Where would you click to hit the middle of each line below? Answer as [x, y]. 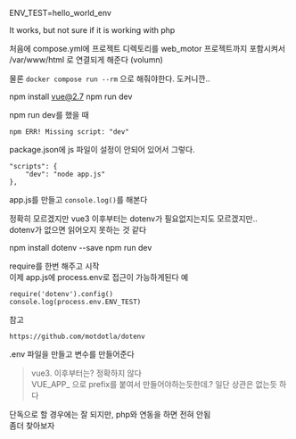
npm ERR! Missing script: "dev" [69, 132]
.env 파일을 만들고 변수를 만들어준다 [72, 354]
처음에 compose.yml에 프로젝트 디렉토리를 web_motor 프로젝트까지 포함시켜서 [148, 49]
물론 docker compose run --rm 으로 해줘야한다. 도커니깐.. [110, 79]
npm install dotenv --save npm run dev [81, 248]
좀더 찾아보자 [32, 426]
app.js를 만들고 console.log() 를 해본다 [78, 199]
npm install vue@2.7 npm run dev [71, 96]
